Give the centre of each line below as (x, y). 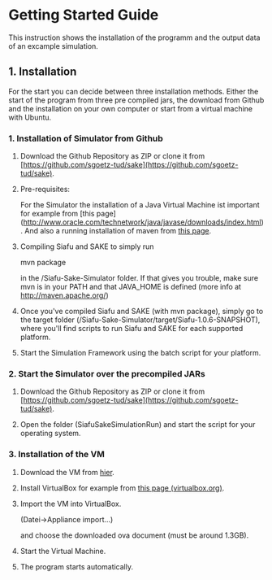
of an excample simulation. (54, 46)
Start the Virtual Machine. (63, 551)
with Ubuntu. (30, 117)
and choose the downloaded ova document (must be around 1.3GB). (134, 535)
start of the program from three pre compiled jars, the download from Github (136, 100)
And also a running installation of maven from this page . (118, 231)
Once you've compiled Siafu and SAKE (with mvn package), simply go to (142, 312)
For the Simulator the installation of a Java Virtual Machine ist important (140, 205)
